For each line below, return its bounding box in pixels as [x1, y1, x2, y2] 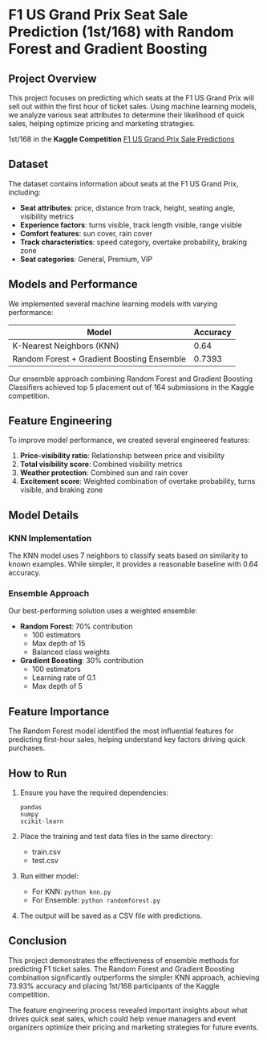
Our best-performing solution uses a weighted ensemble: [8, 606, 198, 616]
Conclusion [8, 934, 67, 948]
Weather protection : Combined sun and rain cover [19, 468, 188, 477]
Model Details [8, 508, 79, 522]
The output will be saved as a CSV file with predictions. [19, 911, 203, 921]
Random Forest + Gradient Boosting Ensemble [12, 353, 187, 364]
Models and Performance [8, 277, 138, 291]
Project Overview [8, 72, 97, 85]
